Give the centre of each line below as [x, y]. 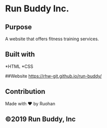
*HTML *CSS [19, 66]
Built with [20, 54]
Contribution [25, 92]
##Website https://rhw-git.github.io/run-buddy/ [53, 76]
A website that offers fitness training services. [52, 39]
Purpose [19, 27]
